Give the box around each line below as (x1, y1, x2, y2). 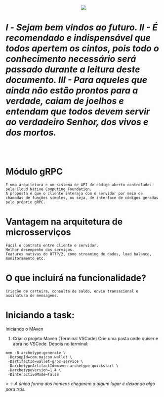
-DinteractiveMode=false (7, 372, 59, 377)
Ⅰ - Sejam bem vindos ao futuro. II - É (5, 22, 158, 33)
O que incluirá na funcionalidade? (5, 272, 146, 284)
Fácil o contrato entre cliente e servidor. (5, 243, 99, 248)
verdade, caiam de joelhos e (5, 96, 124, 107)
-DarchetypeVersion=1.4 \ (7, 367, 61, 373)
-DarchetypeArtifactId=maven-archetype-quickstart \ (7, 363, 119, 368)
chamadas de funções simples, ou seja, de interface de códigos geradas (5, 195, 159, 200)
